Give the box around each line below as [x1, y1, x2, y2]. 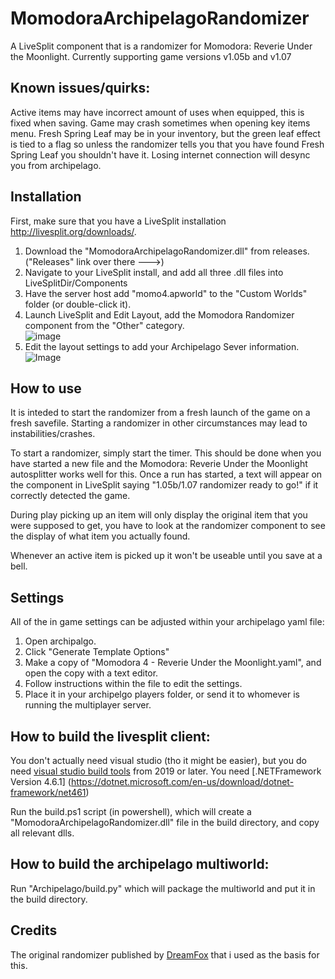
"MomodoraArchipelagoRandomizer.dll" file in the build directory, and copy [10, 817, 320, 828]
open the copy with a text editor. [24, 667, 159, 679]
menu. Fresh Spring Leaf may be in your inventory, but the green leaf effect [10, 127, 321, 139]
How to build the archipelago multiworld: [10, 856, 270, 873]
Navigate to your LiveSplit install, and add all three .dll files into [24, 266, 284, 278]
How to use [10, 380, 82, 397]
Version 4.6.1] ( [10, 776, 72, 787]
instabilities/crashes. [10, 428, 96, 440]
